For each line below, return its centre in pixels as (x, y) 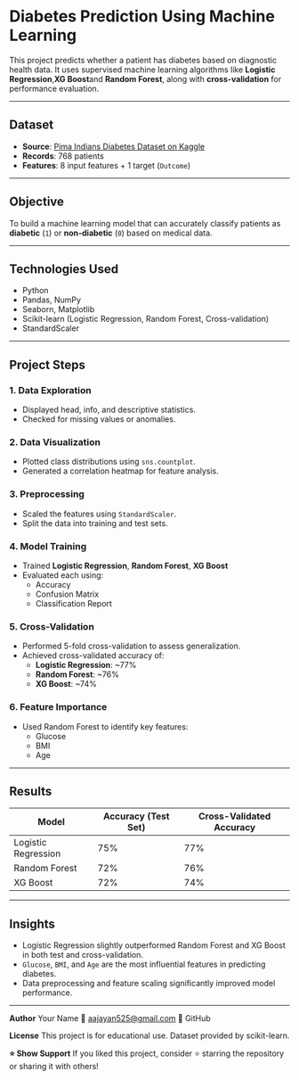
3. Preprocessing (47, 494)
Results (31, 791)
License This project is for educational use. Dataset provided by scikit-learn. (149, 1035)
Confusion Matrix (67, 594)
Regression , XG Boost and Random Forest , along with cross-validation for (145, 78)
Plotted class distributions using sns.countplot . (109, 462)
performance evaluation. (54, 88)
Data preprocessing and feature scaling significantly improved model (149, 984)
